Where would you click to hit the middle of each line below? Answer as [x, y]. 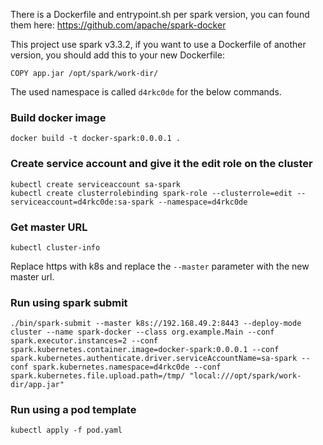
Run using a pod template [73, 410]
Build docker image [58, 117]
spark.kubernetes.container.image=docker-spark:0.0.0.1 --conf [145, 350]
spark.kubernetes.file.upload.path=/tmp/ [98, 376]
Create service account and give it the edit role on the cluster [161, 164]
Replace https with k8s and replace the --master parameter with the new [160, 266]
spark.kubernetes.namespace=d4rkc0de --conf [127, 367]
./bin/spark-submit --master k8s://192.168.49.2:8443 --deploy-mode [156, 324]
